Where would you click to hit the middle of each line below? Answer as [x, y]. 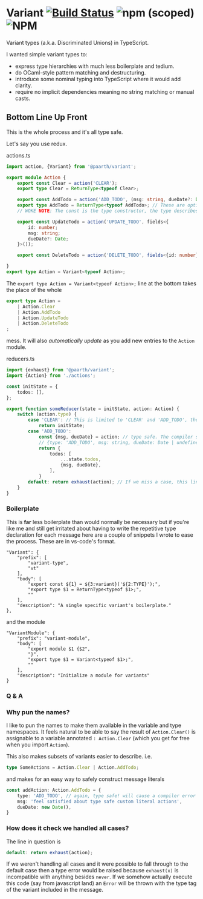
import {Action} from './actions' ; [51, 376]
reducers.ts [21, 359]
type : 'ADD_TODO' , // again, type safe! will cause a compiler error [107, 796]
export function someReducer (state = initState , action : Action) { [93, 409]
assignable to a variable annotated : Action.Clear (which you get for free [98, 738]
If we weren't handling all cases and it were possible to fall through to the [97, 864]
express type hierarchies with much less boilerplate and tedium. [95, 66]
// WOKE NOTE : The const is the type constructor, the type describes [108, 211]
